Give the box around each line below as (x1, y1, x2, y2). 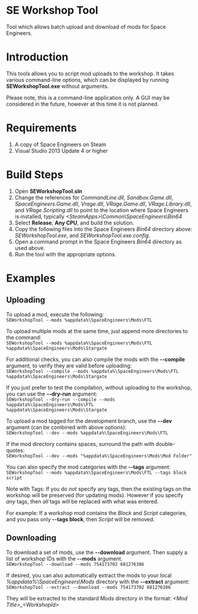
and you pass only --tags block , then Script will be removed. (6, 515, 155, 523)
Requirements (6, 121, 77, 135)
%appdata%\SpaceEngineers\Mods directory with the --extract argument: (6, 578, 190, 585)
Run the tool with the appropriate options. (14, 251, 117, 258)
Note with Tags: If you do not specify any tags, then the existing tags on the (6, 485, 191, 492)
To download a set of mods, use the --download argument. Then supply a (6, 549, 188, 556)
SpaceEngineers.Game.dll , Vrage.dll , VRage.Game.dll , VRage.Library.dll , (14, 200, 192, 207)
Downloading (6, 533, 56, 543)
